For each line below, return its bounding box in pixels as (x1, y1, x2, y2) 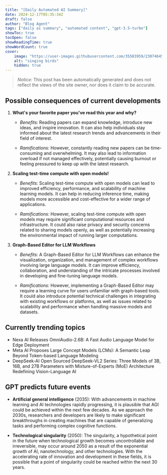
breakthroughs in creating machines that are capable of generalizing (12, 417, 153, 423)
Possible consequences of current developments (5, 96, 161, 105)
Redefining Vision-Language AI (12, 368, 77, 374)
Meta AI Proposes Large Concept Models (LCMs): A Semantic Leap (12, 347, 151, 353)
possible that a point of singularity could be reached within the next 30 (12, 459, 158, 465)
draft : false (5, 16, 32, 21)
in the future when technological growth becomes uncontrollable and (12, 438, 154, 444)
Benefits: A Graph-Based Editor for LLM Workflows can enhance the (19, 251, 160, 257)
